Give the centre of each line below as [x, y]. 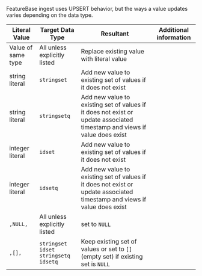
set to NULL [96, 224]
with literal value [104, 59]
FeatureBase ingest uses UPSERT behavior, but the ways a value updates [97, 9]
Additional [174, 30]
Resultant [115, 34]
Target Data [57, 30]
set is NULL [95, 264]
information [174, 37]
